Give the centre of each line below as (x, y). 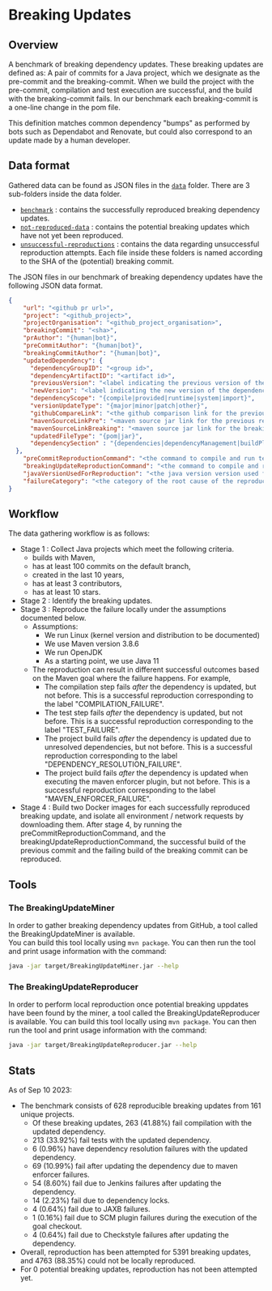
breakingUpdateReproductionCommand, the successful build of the (133, 842)
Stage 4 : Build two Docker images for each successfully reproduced (135, 807)
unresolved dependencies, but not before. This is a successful (148, 747)
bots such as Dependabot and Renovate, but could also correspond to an (130, 132)
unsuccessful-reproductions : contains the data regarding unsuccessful (140, 244)
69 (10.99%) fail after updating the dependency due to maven (135, 1165)
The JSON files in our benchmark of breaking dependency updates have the (136, 276)
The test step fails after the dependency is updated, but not (143, 713)
